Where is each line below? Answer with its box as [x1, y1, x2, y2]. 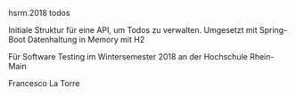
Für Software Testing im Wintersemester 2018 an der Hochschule [8, 52, 249, 61]
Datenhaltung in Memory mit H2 [27, 35, 145, 44]
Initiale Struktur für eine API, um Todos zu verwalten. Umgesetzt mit [8, 25, 258, 35]
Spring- [259, 25, 288, 35]
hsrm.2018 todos [8, 8, 70, 18]
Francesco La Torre [8, 78, 80, 88]
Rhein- [250, 52, 275, 61]
